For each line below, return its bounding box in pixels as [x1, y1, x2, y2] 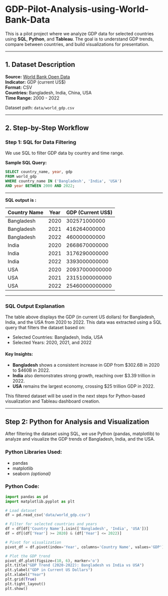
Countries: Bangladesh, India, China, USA [5, 89, 92, 95]
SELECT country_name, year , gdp [5, 169, 72, 174]
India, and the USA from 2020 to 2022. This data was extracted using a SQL [5, 319, 162, 325]
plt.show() [5, 586, 28, 591]
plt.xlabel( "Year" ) [5, 572, 46, 578]
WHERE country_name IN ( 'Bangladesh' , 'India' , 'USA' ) [5, 179, 122, 184]
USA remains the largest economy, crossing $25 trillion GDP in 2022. [12, 383, 155, 389]
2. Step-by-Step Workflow [5, 124, 89, 132]
